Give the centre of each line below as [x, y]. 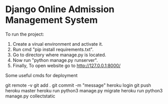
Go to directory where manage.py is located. [59, 55]
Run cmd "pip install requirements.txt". [53, 49]
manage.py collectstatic [30, 96]
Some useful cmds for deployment [41, 75]
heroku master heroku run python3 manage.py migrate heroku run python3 [84, 90]
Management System [52, 20]
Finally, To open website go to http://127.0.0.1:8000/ [66, 65]
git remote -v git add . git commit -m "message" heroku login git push [78, 85]
